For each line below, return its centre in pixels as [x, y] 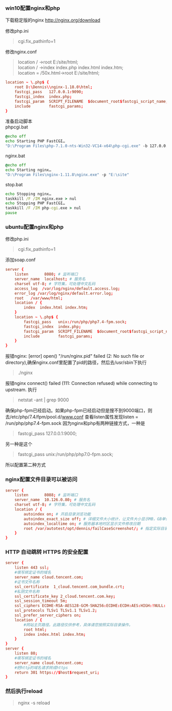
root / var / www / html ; [39, 298]
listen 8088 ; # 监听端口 [46, 495]
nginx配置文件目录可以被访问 [41, 480]
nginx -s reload [34, 703]
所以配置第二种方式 [26, 465]
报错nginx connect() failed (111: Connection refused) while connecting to [81, 383]
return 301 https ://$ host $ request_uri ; [57, 672]
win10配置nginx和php [33, 8]
